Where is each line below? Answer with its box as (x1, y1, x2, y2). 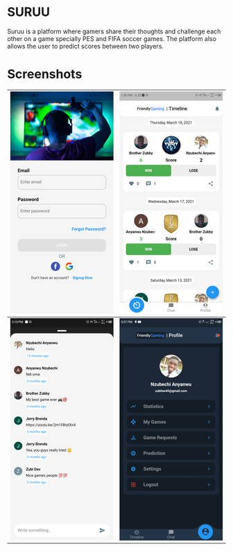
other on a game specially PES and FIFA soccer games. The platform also (7, 34, 217, 42)
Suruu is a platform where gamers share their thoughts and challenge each (7, 27, 221, 35)
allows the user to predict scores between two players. (7, 42, 164, 50)
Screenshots (7, 67, 83, 82)
